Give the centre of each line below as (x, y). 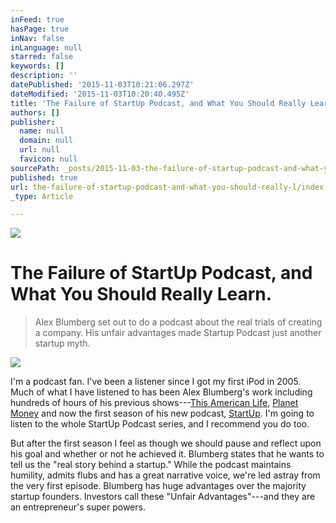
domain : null (46, 141)
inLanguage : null (46, 47)
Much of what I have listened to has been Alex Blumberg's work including (161, 392)
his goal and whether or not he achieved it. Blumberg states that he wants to (167, 454)
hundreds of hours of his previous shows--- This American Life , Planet (154, 403)
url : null (39, 150)
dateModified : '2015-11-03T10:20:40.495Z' (100, 94)
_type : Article (42, 196)
